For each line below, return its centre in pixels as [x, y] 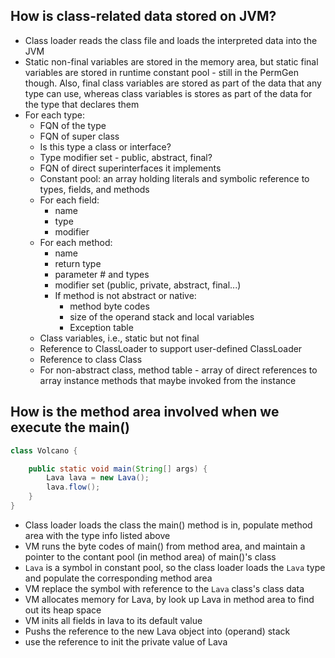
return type [78, 263]
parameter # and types [102, 274]
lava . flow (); [73, 487]
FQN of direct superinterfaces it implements [130, 168]
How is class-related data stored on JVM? [143, 16]
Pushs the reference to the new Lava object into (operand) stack [157, 631]
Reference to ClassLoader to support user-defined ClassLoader [171, 348]
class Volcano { [44, 450]
